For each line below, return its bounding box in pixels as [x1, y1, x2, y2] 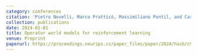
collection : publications [6, 19, 69, 25]
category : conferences [6, 8, 62, 15]
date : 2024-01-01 [6, 24, 49, 31]
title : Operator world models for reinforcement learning [6, 30, 151, 36]
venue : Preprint [6, 36, 46, 41]
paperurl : [6, 41, 30, 47]
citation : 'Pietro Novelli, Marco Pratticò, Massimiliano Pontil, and [6, 14, 182, 20]
